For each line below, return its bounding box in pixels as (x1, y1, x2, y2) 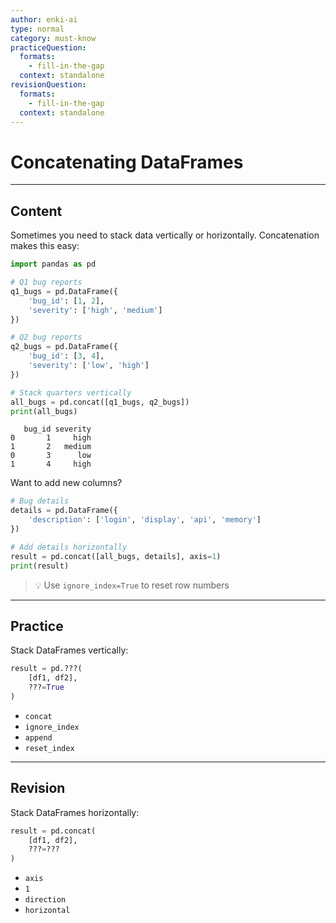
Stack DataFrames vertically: (10, 644, 129, 656)
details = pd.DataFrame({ (10, 506, 118, 516)
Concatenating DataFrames (10, 151, 244, 173)
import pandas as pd (10, 259, 97, 270)
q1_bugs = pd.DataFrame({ (10, 286, 118, 296)
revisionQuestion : (10, 80, 87, 90)
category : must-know (10, 33, 97, 43)
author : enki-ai (10, 14, 78, 25)
